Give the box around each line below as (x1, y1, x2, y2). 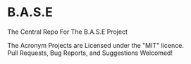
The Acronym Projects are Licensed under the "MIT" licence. (7, 41, 185, 49)
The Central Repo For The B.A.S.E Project (7, 27, 128, 36)
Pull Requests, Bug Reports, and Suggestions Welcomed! (7, 49, 173, 57)
